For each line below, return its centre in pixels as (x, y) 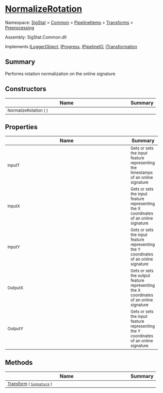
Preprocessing (20, 27)
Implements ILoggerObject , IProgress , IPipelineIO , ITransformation (71, 46)
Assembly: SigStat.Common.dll (36, 37)
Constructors (26, 89)
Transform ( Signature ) (30, 384)
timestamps (142, 173)
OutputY (15, 329)
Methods (19, 363)
